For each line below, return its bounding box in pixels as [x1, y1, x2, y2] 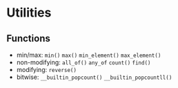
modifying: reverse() [16, 66, 77, 73]
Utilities [6, 5, 52, 21]
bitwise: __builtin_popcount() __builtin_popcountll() [16, 73, 172, 81]
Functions [6, 33, 51, 44]
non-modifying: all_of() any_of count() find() [16, 58, 151, 67]
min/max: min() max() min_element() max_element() [16, 51, 161, 59]
